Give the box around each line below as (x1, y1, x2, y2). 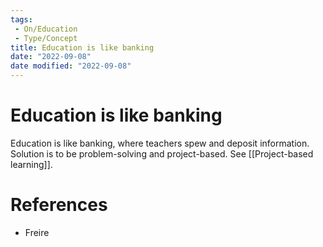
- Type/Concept (14, 33, 78, 43)
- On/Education (14, 24, 78, 34)
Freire (24, 226, 50, 238)
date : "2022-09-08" (10, 52, 92, 62)
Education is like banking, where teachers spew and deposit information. (10, 137, 310, 149)
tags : (10, 14, 33, 25)
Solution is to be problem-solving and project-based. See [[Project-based (10, 147, 314, 160)
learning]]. (10, 158, 53, 170)
